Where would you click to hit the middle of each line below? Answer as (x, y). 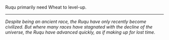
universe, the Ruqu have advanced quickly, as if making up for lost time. (80, 32)
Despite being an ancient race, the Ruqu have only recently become (76, 21)
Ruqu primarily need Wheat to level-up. (46, 7)
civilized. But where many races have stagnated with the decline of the (79, 27)
